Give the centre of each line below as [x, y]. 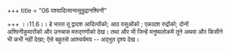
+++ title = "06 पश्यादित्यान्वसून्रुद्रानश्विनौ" [57, 11]
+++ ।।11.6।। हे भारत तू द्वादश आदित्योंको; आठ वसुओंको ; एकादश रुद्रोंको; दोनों [98, 24]
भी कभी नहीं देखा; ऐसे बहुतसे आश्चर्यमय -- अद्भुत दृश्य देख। [73, 39]
